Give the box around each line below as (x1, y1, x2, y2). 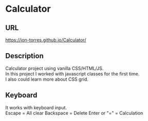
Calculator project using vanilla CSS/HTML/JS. (5, 65, 104, 71)
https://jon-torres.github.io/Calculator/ (5, 37, 86, 43)
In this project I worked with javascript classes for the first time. (5, 70, 140, 77)
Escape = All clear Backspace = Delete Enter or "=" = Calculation (5, 110, 143, 116)
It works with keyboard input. (5, 104, 67, 110)
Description (5, 52, 44, 60)
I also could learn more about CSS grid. (5, 76, 89, 82)
